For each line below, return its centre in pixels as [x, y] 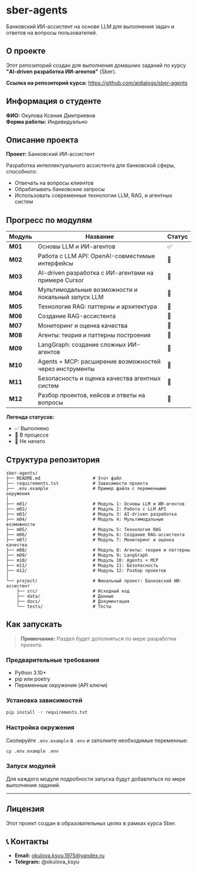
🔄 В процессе [31, 435]
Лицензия [25, 809]
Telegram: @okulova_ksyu [47, 862]
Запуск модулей [31, 766]
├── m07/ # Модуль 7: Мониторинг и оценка [90, 540]
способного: [22, 172]
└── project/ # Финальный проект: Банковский [89, 581]
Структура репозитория [53, 460]
